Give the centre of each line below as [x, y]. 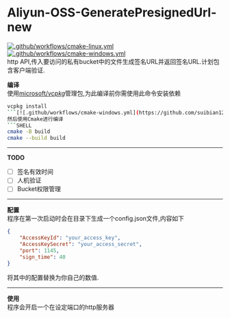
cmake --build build [37, 138]
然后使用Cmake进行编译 [35, 119]
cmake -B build [29, 132]
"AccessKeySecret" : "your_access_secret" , [81, 245]
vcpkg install [27, 106]
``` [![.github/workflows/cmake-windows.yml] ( [73, 112]
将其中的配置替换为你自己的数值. [53, 277]
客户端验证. [29, 70]
